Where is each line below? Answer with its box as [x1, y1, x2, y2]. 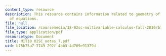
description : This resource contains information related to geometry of [5, 12, 161, 17]
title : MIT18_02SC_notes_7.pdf [5, 39, 70, 44]
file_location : [5, 25, 37, 30]
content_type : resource [5, 7, 54, 12]
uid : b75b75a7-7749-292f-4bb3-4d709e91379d [5, 43, 96, 48]
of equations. [9, 16, 39, 21]
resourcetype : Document [5, 35, 54, 39]
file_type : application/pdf [5, 30, 63, 35]
